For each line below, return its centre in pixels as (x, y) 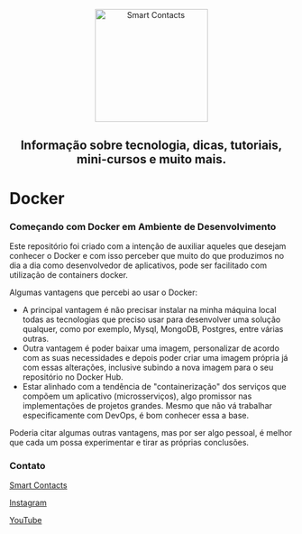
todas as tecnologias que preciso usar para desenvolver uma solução (151, 319)
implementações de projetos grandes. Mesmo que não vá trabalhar (147, 405)
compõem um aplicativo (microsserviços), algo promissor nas (137, 396)
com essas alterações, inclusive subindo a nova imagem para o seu (148, 367)
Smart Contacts (38, 485)
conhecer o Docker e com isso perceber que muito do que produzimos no (147, 255)
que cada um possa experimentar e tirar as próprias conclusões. (129, 442)
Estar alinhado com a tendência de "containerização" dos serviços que (154, 386)
